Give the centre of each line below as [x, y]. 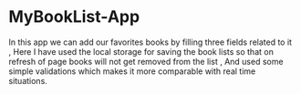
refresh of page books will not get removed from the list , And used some [146, 61]
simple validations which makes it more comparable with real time [132, 71]
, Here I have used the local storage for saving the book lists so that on [141, 51]
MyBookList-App [74, 17]
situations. [28, 80]
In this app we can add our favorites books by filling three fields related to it [150, 42]
